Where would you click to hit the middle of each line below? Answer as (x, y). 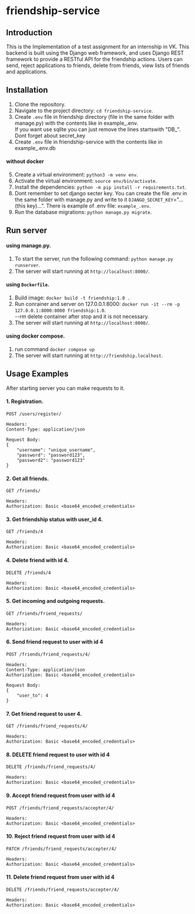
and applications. (27, 71)
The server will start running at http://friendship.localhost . (89, 356)
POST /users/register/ (34, 414)
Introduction (29, 33)
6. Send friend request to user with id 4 (55, 642)
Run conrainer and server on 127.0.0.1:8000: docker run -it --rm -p (97, 303)
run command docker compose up (55, 349)
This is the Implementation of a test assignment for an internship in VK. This (98, 46)
